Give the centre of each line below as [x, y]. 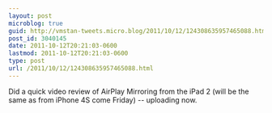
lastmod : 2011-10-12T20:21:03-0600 [68, 53]
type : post [27, 61]
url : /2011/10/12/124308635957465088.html [81, 69]
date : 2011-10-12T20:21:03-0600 [63, 46]
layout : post [30, 16]
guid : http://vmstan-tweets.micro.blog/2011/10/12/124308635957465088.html [139, 31]
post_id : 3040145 [38, 38]
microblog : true [36, 23]
